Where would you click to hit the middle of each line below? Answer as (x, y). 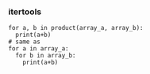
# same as (25, 42)
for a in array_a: (38, 49)
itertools (25, 12)
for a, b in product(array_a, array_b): (76, 28)
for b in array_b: (46, 56)
